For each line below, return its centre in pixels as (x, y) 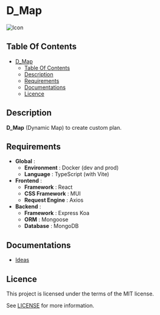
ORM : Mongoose (46, 219)
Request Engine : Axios (54, 200)
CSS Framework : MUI (52, 194)
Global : (25, 161)
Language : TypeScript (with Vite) (67, 174)
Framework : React (48, 187)
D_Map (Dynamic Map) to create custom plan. (64, 127)
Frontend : (29, 181)
